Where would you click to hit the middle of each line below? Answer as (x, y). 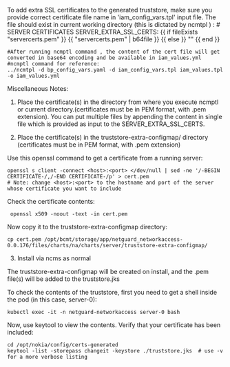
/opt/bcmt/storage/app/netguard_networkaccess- (114, 240)
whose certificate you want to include (64, 189)
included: (20, 332)
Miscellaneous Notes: (38, 88)
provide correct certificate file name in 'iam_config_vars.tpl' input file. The (112, 17)
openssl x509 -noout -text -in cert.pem (69, 214)
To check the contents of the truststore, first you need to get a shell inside (112, 292)
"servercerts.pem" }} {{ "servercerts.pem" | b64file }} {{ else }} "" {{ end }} (114, 39)
